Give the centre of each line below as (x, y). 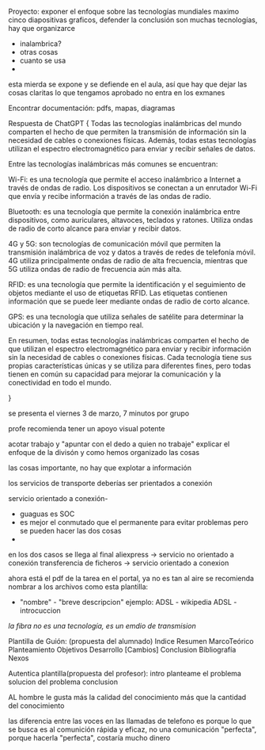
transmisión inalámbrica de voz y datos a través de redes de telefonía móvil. (132, 252)
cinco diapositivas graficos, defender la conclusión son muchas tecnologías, (133, 20)
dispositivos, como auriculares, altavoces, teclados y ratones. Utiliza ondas (131, 220)
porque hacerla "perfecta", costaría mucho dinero (89, 738)
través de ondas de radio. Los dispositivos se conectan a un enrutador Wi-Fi (133, 188)
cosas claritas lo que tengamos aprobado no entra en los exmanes (117, 93)
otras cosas (39, 52)
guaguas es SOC (47, 514)
